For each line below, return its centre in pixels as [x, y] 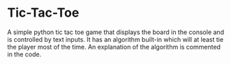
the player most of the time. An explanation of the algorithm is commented [114, 47]
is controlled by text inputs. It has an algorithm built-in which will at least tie [115, 39]
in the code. [24, 54]
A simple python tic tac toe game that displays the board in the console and [116, 32]
